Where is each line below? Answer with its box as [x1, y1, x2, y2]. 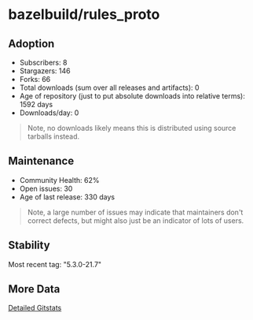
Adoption [8, 37, 55, 50]
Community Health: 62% [19, 175, 100, 184]
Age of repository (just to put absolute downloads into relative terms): [19, 91, 245, 100]
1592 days [19, 100, 53, 109]
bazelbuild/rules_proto [8, 6, 160, 24]
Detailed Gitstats [8, 303, 62, 313]
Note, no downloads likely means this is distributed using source [27, 124, 236, 132]
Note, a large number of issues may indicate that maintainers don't [27, 207, 244, 217]
